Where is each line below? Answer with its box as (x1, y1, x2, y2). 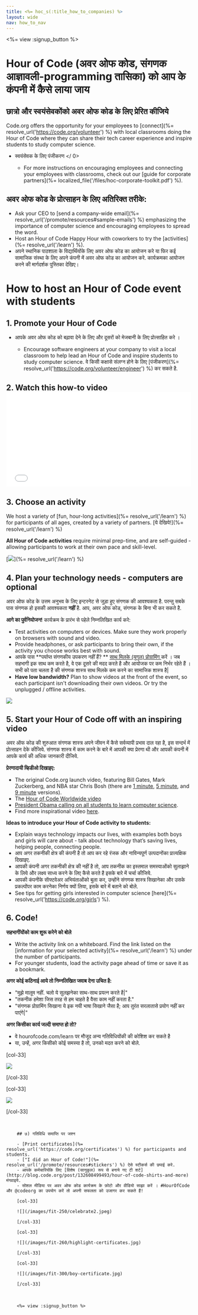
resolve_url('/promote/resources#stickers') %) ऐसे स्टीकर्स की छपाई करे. (6, 1162, 176, 1168)
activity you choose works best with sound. (14, 647, 121, 655)
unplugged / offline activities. (14, 686, 86, 693)
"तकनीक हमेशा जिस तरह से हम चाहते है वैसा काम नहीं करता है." (14, 996, 134, 1003)
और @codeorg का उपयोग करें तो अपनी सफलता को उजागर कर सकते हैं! (6, 1188, 144, 1194)
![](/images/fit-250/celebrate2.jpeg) (17, 1208, 112, 1214)
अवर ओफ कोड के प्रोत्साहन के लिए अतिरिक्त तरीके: (6, 194, 147, 204)
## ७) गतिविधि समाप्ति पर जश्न (17, 1131, 76, 1137)
